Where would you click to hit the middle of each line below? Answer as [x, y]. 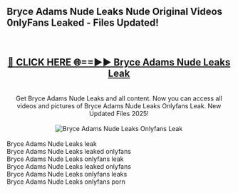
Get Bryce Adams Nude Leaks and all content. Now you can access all [119, 98]
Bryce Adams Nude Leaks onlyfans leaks [67, 174]
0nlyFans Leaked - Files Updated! [83, 23]
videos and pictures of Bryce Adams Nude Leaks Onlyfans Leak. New [119, 105]
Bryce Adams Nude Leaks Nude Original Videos [114, 12]
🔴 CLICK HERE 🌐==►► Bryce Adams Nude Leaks [119, 62]
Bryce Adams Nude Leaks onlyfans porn [66, 182]
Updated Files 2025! [119, 113]
